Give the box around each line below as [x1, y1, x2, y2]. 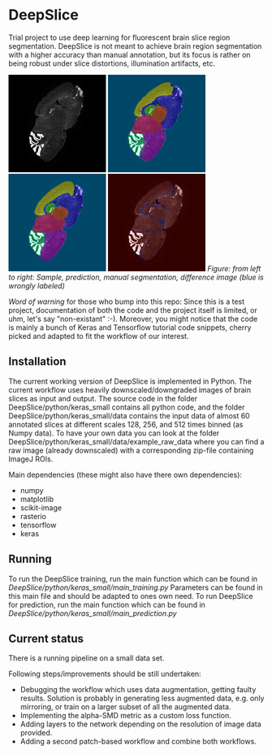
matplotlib [19, 494, 54, 504]
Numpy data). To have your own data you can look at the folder [8, 428, 220, 438]
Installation [8, 355, 67, 369]
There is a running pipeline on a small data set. [8, 653, 165, 663]
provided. [19, 728, 53, 738]
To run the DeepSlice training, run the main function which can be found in [8, 574, 258, 583]
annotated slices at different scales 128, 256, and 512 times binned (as [8, 419, 244, 429]
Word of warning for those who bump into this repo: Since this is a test [8, 297, 245, 306]
